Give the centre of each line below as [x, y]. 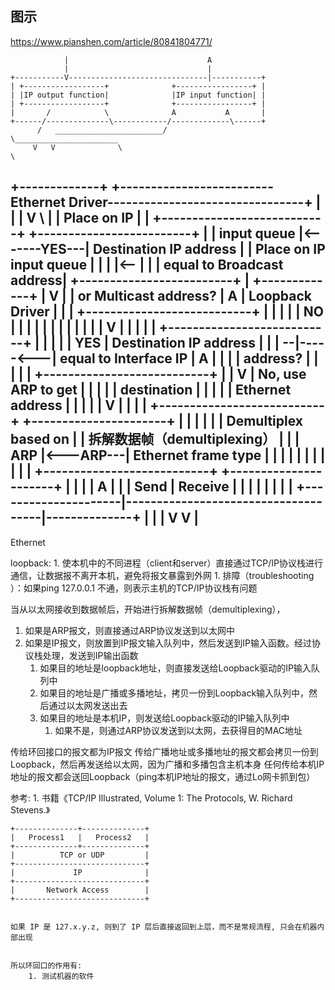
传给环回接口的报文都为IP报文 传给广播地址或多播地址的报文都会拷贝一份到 [164, 751]
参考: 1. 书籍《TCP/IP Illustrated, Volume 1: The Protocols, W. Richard [151, 798]
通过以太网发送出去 [88, 705]
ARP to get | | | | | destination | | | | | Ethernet [151, 390]
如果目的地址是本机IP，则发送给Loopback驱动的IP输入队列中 [164, 718]
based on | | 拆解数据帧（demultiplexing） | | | [155, 439]
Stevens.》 [30, 809]
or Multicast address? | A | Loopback [194, 296]
